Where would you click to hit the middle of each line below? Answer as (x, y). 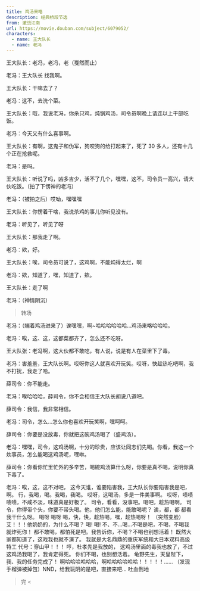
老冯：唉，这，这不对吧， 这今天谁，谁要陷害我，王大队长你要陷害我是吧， (98, 487)
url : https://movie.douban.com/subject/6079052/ (68, 28)
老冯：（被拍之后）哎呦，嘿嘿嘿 (44, 199)
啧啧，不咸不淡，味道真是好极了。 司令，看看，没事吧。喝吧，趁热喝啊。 (96, 502)
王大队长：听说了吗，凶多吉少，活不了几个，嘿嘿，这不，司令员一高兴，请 (97, 179)
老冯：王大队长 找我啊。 (36, 75)
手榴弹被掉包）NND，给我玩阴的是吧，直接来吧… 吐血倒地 (78, 569)
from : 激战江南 (23, 23)
